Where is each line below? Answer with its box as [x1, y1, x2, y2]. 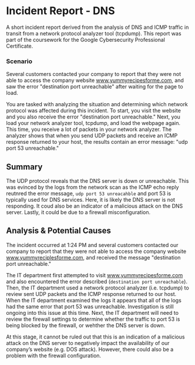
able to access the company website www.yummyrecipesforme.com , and [6, 77, 184, 84]
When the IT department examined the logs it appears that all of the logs [6, 297, 182, 304]
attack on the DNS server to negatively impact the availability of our [6, 339, 170, 346]
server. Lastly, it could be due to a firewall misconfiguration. [6, 209, 151, 216]
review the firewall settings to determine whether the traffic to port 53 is [6, 315, 180, 323]
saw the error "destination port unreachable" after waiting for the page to [6, 83, 183, 90]
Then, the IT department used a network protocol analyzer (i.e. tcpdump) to [6, 284, 189, 291]
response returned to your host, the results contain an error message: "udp [6, 139, 188, 146]
